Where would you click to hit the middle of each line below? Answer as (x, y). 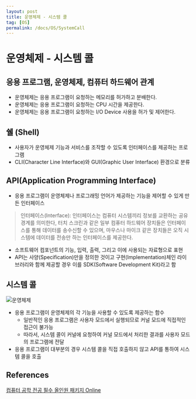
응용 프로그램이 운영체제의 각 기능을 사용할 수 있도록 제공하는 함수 (90, 312)
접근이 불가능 (38, 327)
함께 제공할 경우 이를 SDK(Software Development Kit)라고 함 (106, 264)
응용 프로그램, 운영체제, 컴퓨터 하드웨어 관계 (80, 82)
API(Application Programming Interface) (81, 181)
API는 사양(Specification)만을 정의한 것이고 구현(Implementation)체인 (95, 257)
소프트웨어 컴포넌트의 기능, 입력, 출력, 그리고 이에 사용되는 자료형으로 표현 (99, 250)
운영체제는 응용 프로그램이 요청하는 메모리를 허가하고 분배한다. (86, 97)
